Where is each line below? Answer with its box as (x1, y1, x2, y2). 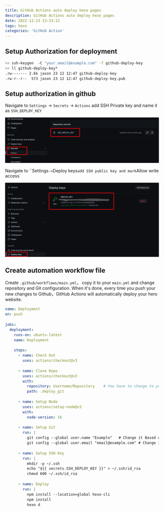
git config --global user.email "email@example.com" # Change (26, 441, 156, 446)
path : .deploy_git (26, 389, 64, 394)
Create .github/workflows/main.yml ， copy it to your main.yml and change (5, 280, 155, 286)
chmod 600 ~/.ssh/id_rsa (26, 471, 78, 476)
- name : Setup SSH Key (18, 450, 64, 456)
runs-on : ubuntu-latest (14, 332, 62, 337)
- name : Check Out (18, 353, 56, 358)
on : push (5, 312, 23, 317)
